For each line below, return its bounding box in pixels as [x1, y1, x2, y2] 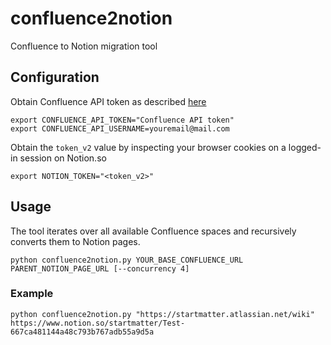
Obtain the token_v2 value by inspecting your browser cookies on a [10, 141, 287, 153]
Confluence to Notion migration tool [10, 40, 158, 52]
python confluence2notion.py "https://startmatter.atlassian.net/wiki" [10, 309, 315, 319]
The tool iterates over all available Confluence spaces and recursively [10, 225, 297, 237]
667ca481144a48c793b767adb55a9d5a [10, 327, 155, 337]
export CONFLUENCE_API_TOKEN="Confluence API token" [10, 115, 235, 125]
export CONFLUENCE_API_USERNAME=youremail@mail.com [10, 123, 230, 134]
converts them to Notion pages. [10, 235, 141, 247]
